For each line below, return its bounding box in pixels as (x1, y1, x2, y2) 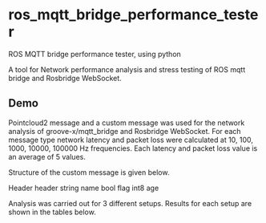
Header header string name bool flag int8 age (8, 183, 159, 193)
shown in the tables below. (8, 207, 96, 217)
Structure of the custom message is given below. (8, 167, 170, 177)
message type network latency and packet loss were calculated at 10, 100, (8, 135, 254, 144)
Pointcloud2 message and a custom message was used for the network (8, 118, 245, 128)
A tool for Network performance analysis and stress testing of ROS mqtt (8, 64, 246, 74)
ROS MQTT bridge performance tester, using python (8, 49, 182, 59)
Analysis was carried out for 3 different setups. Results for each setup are (8, 198, 252, 208)
